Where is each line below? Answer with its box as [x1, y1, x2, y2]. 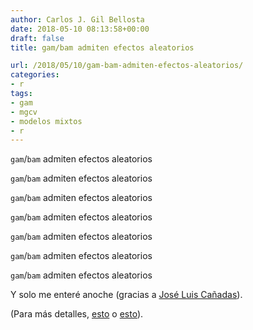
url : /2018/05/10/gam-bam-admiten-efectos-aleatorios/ [10, 61, 244, 71]
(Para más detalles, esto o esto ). [10, 308, 144, 320]
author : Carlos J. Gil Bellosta [10, 14, 145, 25]
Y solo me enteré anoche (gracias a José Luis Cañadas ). [10, 289, 243, 301]
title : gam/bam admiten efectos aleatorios [10, 42, 195, 53]
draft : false [10, 33, 65, 43]
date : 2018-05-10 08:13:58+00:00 [10, 24, 150, 34]
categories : [10, 70, 60, 80]
